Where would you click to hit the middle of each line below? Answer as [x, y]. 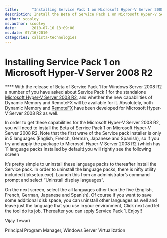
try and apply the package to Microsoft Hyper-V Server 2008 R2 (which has [83, 144]
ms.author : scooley [25, 24]
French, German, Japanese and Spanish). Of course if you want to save [78, 195]
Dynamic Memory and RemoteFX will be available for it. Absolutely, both [79, 102]
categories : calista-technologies [41, 38]
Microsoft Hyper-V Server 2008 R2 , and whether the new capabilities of [79, 97]
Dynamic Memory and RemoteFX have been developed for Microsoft [75, 108]
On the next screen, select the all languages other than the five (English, [79, 189]
